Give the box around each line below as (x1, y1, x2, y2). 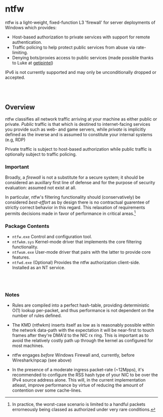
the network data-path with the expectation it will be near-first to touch (12, 327, 154, 333)
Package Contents (5, 223, 49, 229)
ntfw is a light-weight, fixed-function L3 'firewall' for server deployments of (5, 19, 156, 25)
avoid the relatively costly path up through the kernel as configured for (12, 338, 154, 344)
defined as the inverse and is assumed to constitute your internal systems (5, 131, 153, 137)
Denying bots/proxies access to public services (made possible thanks (12, 54, 154, 60)
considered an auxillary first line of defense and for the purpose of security (5, 180, 155, 186)
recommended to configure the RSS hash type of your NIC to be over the (12, 372, 158, 378)
